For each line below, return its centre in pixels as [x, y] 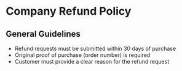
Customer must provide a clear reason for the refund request [92, 62]
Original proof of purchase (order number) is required [82, 55]
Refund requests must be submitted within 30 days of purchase [95, 48]
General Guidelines [43, 34]
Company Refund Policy [69, 11]
